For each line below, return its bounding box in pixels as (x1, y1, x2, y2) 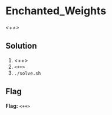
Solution (5, 41, 37, 51)
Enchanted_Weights (5, 4, 107, 18)
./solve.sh (14, 70, 41, 76)
